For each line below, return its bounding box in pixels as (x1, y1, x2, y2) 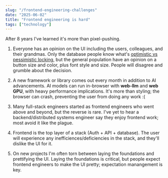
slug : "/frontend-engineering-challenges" (5, 7, 97, 13)
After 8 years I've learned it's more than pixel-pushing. (5, 36, 121, 42)
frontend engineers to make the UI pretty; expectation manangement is (12, 162, 163, 168)
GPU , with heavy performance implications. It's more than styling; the (12, 88, 160, 95)
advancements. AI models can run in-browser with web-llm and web (12, 83, 159, 89)
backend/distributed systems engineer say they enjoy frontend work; (12, 115, 159, 121)
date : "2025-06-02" (5, 12, 47, 17)
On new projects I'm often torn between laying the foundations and (12, 150, 155, 157)
